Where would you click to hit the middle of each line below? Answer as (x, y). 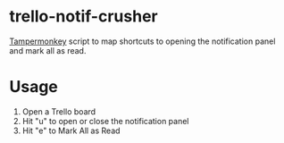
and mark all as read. (48, 50)
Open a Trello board (59, 111)
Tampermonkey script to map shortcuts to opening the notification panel (142, 41)
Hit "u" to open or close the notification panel (105, 121)
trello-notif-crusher (84, 17)
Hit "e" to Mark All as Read (71, 130)
